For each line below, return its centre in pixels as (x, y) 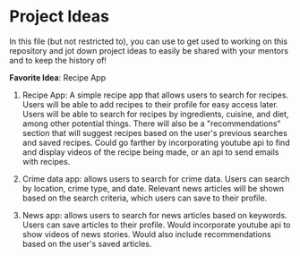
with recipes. (46, 161)
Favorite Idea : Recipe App (57, 77)
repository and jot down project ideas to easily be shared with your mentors (149, 50)
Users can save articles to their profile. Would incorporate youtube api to (156, 225)
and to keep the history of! (58, 60)
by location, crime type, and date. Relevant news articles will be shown (153, 188)
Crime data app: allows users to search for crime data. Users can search (156, 179)
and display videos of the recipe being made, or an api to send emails (150, 152)
